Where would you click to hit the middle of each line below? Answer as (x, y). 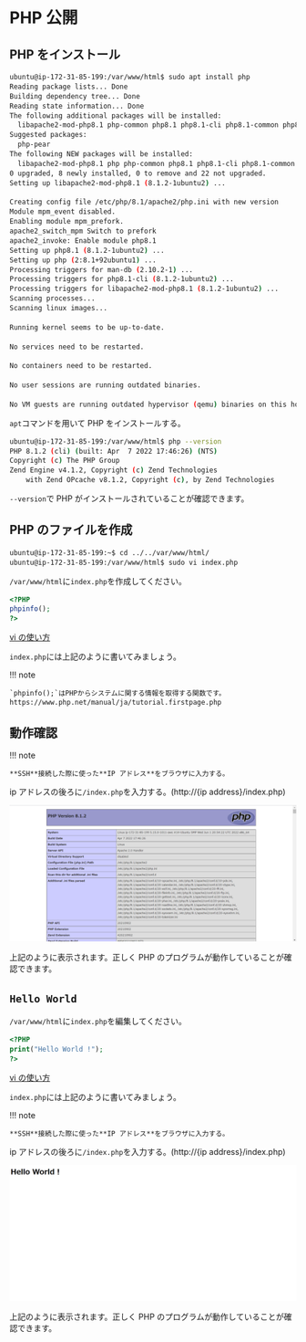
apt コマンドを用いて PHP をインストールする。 (97, 423)
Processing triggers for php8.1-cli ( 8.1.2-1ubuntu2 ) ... (122, 279)
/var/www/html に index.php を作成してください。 (98, 581)
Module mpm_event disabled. (63, 212)
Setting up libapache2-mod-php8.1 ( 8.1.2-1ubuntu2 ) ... (117, 183)
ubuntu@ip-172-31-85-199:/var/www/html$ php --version (116, 441)
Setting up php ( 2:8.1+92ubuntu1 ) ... (83, 260)
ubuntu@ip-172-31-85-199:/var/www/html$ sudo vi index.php (124, 562)
